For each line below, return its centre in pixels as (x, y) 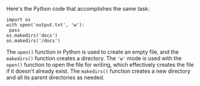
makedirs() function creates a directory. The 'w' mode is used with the (94, 58)
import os (19, 20)
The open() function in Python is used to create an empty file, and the (92, 52)
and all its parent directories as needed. (55, 77)
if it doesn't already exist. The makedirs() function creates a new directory (98, 71)
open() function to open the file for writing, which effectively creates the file (100, 65)
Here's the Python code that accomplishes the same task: (78, 9)
